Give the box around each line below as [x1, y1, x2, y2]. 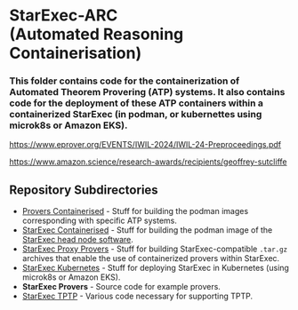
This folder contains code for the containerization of [9, 75, 240, 87]
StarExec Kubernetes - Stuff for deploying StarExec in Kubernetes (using [21, 263, 289, 274]
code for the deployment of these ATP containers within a [9, 97, 264, 109]
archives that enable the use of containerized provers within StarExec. [21, 253, 280, 264]
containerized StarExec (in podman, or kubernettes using [9, 108, 262, 121]
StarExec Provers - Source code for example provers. [21, 282, 221, 292]
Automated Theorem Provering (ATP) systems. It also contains [9, 86, 286, 99]
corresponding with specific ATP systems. [21, 215, 178, 227]
